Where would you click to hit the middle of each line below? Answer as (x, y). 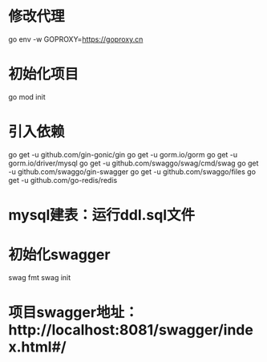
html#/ (44, 347)
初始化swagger (59, 255)
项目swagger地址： (73, 313)
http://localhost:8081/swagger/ (116, 330)
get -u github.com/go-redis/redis (63, 180)
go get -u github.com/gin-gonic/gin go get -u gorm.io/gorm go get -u (123, 154)
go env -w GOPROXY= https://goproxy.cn (76, 39)
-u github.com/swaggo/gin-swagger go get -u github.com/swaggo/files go (132, 171)
